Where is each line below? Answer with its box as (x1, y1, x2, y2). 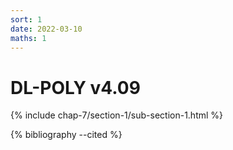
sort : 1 (10, 14, 43, 25)
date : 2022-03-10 (10, 24, 83, 34)
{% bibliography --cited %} (10, 129, 123, 141)
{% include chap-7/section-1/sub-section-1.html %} (10, 109, 224, 121)
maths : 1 (10, 33, 47, 43)
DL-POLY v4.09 (10, 76, 141, 99)
